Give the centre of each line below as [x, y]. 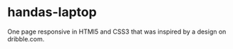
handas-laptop [52, 12]
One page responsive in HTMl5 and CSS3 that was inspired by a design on [117, 31]
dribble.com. [26, 38]
